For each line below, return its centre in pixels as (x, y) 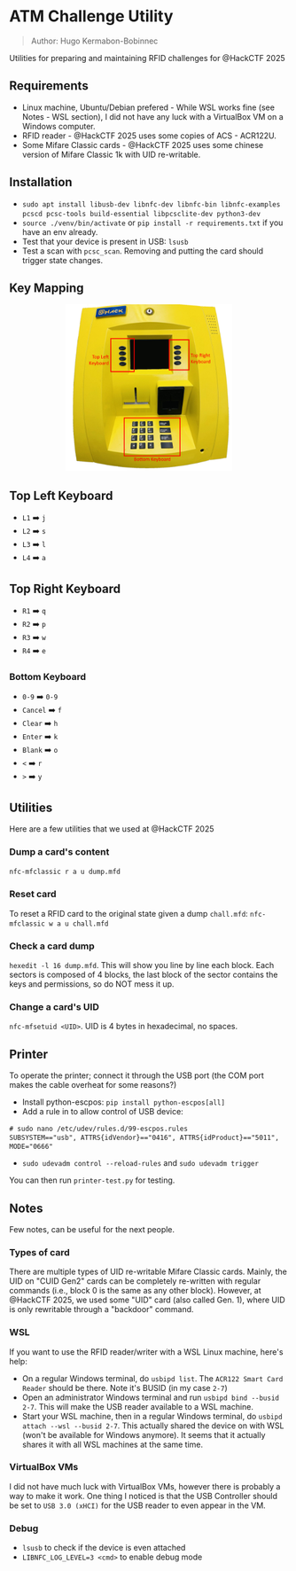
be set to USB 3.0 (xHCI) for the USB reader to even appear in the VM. (137, 1505)
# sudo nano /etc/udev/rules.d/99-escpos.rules (99, 1129)
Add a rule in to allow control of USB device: (102, 1112)
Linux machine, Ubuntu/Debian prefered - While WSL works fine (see (148, 107)
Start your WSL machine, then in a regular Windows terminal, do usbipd (152, 1416)
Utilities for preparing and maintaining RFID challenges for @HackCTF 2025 (147, 58)
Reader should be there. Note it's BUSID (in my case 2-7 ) (125, 1387)
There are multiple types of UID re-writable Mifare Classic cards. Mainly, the (148, 1272)
